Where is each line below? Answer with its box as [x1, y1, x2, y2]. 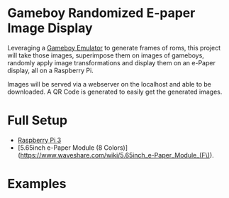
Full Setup [7, 112, 68, 128]
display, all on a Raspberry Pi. [7, 66, 94, 75]
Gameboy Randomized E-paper [7, 5, 196, 21]
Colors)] [104, 143, 128, 152]
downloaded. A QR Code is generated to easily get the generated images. [7, 87, 223, 96]
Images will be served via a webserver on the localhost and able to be [7, 79, 211, 88]
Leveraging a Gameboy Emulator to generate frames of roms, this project [7, 43, 221, 52]
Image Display [7, 20, 94, 36]
